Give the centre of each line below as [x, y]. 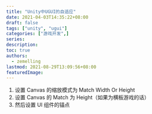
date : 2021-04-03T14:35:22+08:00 [47, 17]
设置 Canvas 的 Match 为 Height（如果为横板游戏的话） [82, 97]
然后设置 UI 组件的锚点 [42, 105]
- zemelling [26, 61]
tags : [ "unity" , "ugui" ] [37, 28]
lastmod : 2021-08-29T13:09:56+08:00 [51, 67]
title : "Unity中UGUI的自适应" [41, 12]
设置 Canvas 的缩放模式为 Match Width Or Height [75, 90]
